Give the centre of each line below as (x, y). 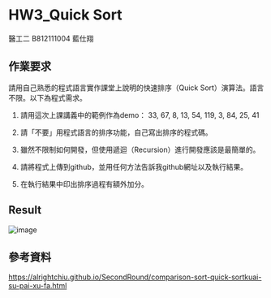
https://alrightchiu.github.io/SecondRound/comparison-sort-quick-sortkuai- (135, 277)
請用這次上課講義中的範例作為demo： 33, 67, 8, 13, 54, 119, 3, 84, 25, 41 (140, 114)
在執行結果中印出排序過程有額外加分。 (84, 184)
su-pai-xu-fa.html (38, 286)
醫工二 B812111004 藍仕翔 (51, 38)
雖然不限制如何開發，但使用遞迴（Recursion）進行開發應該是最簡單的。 (140, 149)
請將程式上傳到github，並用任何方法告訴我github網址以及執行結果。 (134, 166)
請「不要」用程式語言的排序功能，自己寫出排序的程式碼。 (116, 132)
